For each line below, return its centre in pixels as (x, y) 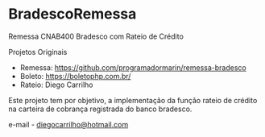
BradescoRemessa (72, 14)
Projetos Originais (38, 52)
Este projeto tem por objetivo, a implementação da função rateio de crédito (133, 100)
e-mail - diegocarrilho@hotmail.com (68, 124)
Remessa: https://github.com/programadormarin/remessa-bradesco (133, 67)
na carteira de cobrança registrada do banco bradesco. (100, 109)
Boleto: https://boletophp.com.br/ (75, 76)
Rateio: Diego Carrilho (56, 85)
